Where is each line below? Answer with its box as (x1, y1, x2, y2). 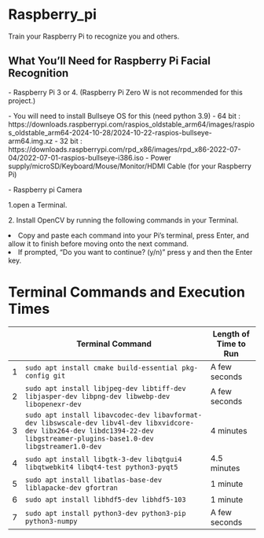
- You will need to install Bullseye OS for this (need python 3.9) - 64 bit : (8, 111, 241, 120)
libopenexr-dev (24, 400, 82, 408)
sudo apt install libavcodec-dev (24, 411, 151, 419)
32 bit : (59, 136, 82, 146)
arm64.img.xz (8, 136, 53, 146)
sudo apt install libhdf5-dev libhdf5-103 (24, 495, 186, 504)
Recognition (8, 67, 69, 80)
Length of (212, 328, 250, 339)
